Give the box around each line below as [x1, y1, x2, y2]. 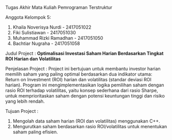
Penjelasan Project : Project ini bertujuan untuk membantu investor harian [5, 66, 161, 72]
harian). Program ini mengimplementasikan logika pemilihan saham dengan [5, 82, 164, 88]
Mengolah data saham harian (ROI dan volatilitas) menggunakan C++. [12, 118, 160, 124]
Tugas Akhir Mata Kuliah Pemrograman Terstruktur [5, 5, 112, 10]
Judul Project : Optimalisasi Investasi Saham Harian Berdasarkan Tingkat [5, 51, 164, 56]
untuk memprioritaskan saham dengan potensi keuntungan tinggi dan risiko [5, 93, 165, 99]
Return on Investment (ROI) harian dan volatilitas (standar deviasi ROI [5, 77, 151, 82]
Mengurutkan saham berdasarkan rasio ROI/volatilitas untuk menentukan [12, 124, 167, 129]
